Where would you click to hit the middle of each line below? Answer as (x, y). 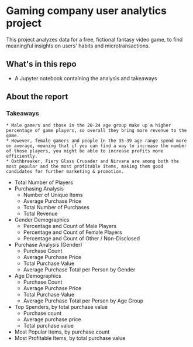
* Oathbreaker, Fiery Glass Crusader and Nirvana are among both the (93, 161)
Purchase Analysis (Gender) (49, 245)
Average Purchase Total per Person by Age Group (83, 301)
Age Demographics (38, 276)
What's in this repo (42, 64)
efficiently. (22, 157)
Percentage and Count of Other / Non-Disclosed (82, 239)
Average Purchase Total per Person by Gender (79, 270)
